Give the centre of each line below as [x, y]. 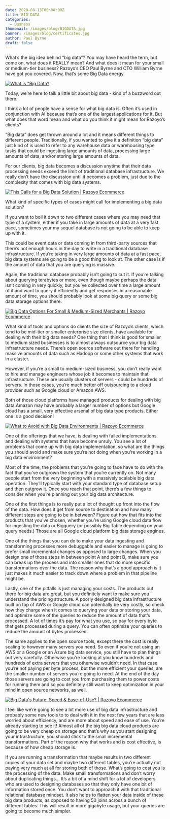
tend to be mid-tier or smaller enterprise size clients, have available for [79, 332]
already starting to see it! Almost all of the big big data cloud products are [82, 726]
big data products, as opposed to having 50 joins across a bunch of [76, 800]
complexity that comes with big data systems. [53, 182]
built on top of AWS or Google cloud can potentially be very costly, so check [85, 604]
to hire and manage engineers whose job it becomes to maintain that [77, 374]
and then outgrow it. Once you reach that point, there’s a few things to [78, 489]
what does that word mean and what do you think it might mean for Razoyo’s [85, 119]
